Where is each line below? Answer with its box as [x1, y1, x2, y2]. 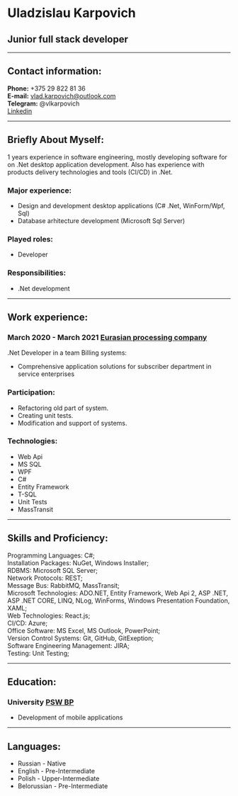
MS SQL [17, 460, 42, 468]
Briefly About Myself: [7, 134, 104, 146]
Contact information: [7, 65, 102, 77]
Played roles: [7, 234, 53, 244]
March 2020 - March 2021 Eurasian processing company [7, 332, 208, 342]
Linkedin [7, 106, 33, 115]
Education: [7, 676, 57, 688]
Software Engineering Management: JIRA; [7, 641, 130, 649]
